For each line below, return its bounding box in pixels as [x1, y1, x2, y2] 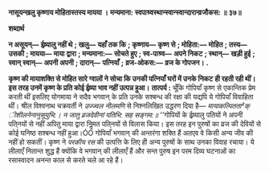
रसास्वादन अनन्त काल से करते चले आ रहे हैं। [8, 155, 124, 165]
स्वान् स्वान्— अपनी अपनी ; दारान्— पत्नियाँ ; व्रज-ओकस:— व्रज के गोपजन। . [8, 58, 209, 68]
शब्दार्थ [8, 24, 25, 33]
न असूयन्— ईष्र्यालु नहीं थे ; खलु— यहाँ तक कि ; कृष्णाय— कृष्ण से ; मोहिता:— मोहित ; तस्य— [8, 40, 247, 49]
